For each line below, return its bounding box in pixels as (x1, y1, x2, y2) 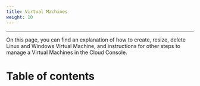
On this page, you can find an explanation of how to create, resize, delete (6, 36, 186, 43)
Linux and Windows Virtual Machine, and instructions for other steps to (6, 42, 180, 49)
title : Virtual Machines (6, 8, 68, 15)
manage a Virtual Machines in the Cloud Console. (6, 49, 127, 56)
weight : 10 (6, 14, 33, 20)
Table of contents (6, 69, 95, 83)
